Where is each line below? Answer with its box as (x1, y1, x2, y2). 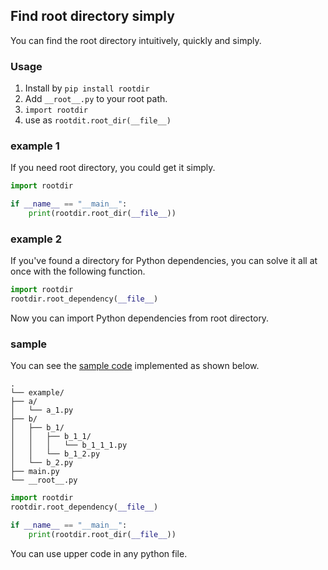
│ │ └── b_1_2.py (10, 449, 101, 459)
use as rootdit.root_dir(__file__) (24, 114, 172, 126)
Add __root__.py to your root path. (24, 93, 168, 105)
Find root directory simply (10, 8, 175, 25)
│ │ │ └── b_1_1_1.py (10, 440, 128, 451)
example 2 (10, 232, 62, 246)
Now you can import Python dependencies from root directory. (10, 312, 270, 324)
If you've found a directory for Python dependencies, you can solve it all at (10, 255, 318, 267)
